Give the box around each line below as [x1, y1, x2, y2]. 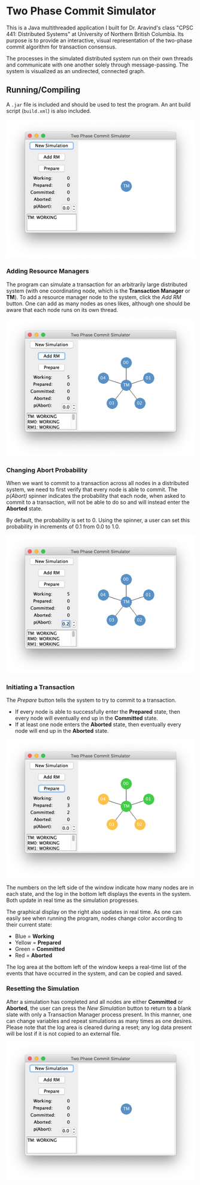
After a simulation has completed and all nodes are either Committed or [6, 998, 184, 1005]
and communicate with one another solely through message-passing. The [6, 61, 189, 68]
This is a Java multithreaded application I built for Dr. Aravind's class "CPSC [6, 24, 193, 31]
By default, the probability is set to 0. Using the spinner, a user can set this [6, 517, 190, 524]
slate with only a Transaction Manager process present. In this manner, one [6, 1010, 192, 1018]
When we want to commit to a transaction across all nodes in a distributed [6, 480, 189, 487]
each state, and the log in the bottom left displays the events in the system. [6, 890, 192, 897]
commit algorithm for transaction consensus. [6, 43, 117, 50]
